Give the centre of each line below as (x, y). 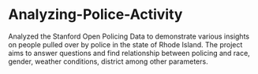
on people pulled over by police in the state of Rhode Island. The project (125, 44)
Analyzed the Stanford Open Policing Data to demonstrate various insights (129, 36)
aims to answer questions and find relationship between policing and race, (129, 53)
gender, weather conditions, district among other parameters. (108, 61)
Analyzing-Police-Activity (95, 15)
